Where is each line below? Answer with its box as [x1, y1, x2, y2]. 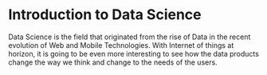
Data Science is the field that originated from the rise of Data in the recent [8, 32, 251, 41]
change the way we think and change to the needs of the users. [8, 57, 218, 67]
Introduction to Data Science [8, 6, 202, 24]
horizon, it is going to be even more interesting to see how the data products [8, 49, 259, 58]
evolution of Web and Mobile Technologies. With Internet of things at [8, 40, 234, 49]
